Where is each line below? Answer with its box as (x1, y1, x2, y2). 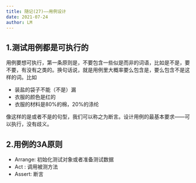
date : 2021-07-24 (6, 14, 48, 20)
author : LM (6, 19, 33, 25)
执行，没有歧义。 (10, 120, 52, 127)
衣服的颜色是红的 (14, 94, 56, 101)
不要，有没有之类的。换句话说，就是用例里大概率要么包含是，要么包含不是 (6, 67, 185, 74)
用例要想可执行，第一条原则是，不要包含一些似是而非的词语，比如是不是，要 (6, 59, 190, 66)
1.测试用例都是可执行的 (6, 42, 89, 53)
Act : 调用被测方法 (14, 163, 58, 170)
